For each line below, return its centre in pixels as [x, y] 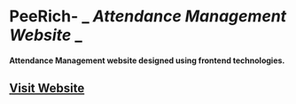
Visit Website [47, 88]
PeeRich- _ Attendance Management [148, 16]
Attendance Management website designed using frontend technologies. [147, 60]
